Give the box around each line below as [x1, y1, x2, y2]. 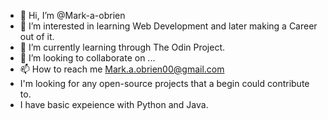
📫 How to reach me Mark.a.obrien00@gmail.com [19, 63, 225, 75]
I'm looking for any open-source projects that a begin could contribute [19, 78, 310, 89]
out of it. [19, 31, 55, 42]
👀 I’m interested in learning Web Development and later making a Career [19, 20, 318, 32]
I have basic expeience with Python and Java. [19, 99, 209, 110]
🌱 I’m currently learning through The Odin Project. [19, 41, 226, 53]
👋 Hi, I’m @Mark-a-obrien [19, 10, 126, 21]
